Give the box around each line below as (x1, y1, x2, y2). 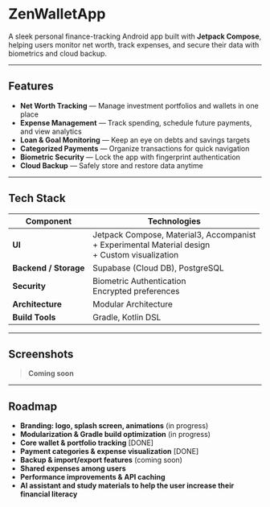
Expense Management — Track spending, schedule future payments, (19, 117, 252, 127)
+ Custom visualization (92, 249, 179, 260)
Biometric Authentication (92, 275, 186, 286)
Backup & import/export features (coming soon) (19, 455, 183, 465)
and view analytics (19, 126, 82, 136)
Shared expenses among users (19, 464, 126, 473)
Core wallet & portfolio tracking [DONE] (19, 438, 154, 447)
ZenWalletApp (8, 5, 106, 23)
